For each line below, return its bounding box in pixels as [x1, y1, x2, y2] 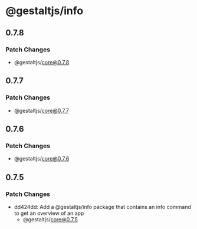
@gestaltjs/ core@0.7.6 [14, 155, 70, 162]
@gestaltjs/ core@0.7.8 [14, 58, 70, 66]
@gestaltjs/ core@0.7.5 [22, 215, 78, 223]
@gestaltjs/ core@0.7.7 [14, 107, 69, 114]
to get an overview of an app [14, 210, 84, 217]
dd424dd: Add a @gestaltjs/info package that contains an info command [14, 203, 191, 210]
